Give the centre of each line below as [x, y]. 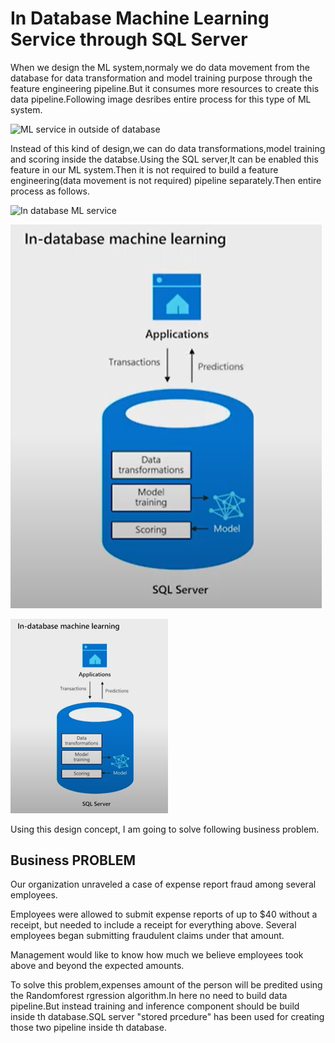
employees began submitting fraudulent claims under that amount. [147, 936]
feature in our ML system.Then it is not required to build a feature [144, 169]
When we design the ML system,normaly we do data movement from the [160, 67]
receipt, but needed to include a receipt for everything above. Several [153, 925]
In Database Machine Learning [140, 18]
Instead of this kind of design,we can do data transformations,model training [168, 148]
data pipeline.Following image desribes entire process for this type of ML [161, 99]
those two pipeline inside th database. [88, 1028]
